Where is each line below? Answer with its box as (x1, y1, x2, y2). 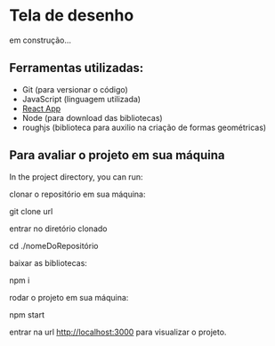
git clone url (9, 205, 53, 216)
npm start (9, 309, 45, 320)
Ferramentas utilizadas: (9, 60, 144, 76)
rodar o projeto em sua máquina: (9, 292, 129, 302)
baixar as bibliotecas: (9, 257, 87, 268)
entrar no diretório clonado (9, 223, 108, 234)
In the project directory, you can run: (9, 171, 143, 182)
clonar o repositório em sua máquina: (9, 189, 146, 199)
